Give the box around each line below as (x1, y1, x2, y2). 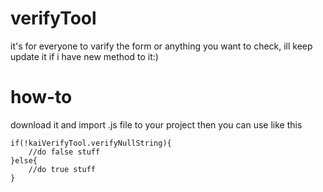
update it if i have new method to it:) (10, 50, 159, 62)
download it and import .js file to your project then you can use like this (10, 118, 303, 131)
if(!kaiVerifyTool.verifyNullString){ (10, 138, 172, 148)
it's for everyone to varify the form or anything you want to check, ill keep (10, 40, 313, 52)
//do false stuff (28, 147, 101, 157)
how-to (10, 86, 73, 109)
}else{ (10, 155, 38, 166)
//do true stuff (28, 164, 97, 174)
